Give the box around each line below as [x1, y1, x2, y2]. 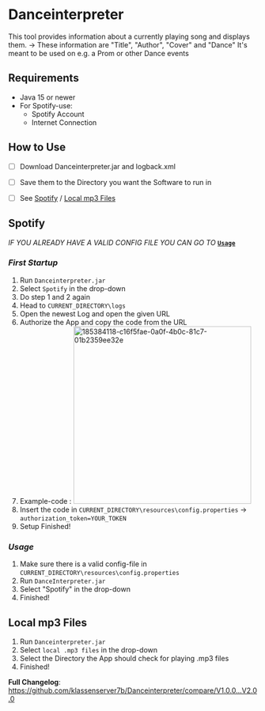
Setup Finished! [19, 521, 71, 531]
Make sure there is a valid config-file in [19, 559, 148, 569]
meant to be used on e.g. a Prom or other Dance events [8, 48, 190, 58]
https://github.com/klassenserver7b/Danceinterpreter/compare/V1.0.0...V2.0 [8, 686, 258, 695]
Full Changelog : [8, 677, 61, 686]
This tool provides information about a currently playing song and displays [8, 32, 251, 41]
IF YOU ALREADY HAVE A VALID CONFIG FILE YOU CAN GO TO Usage [8, 237, 236, 247]
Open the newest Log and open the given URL [19, 308, 170, 318]
